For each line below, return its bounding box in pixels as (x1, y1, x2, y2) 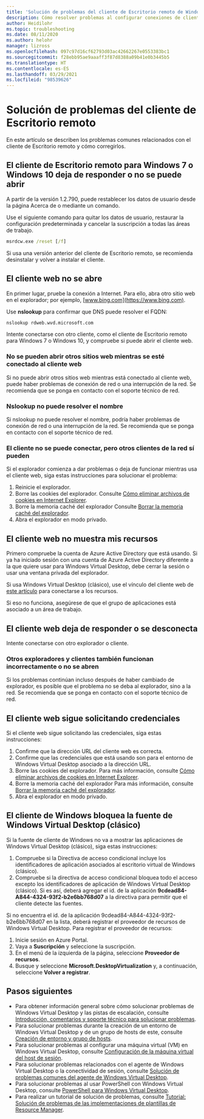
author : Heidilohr (6, 20, 53, 26)
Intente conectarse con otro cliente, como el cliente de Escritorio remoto (6, 331, 188, 338)
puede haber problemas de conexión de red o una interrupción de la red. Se (6, 380, 196, 387)
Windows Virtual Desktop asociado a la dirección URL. (15, 760, 152, 768)
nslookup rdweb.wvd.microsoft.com (6, 320, 94, 326)
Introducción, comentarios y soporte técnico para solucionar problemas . (15, 1015, 196, 1023)
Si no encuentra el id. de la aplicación (6, 911, 100, 919)
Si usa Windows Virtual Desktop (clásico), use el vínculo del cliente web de (6, 581, 194, 588)
